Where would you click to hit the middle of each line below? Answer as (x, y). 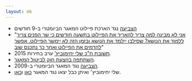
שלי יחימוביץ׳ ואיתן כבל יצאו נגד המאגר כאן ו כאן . (67, 72)
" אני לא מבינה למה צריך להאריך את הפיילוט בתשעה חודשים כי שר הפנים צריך (100, 34)
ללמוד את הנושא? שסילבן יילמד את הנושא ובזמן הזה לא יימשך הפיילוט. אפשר (99, 41)
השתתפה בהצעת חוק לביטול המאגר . (54, 59)
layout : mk (19, 11)
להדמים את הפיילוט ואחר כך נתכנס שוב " (59, 47)
